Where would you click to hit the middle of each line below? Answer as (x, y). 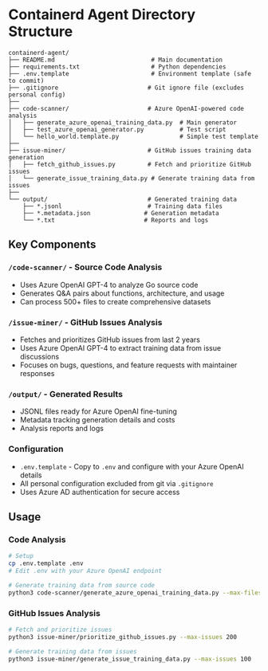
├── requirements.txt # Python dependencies (117, 67)
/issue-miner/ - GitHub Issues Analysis (85, 322)
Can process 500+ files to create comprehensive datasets (115, 301)
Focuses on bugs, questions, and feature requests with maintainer (128, 365)
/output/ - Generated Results (66, 394)
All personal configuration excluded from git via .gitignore (116, 483)
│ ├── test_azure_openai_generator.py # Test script (117, 129)
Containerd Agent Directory (102, 15)
